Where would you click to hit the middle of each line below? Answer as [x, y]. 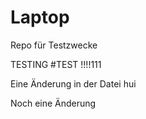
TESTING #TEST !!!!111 [56, 64]
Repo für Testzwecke [54, 45]
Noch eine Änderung [53, 103]
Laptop [40, 17]
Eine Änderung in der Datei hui [73, 83]
